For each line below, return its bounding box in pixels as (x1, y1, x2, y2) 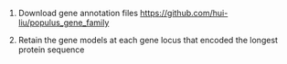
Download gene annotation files (17, 8, 139, 18)
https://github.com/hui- (140, 8, 229, 18)
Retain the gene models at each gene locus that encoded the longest (17, 35, 279, 45)
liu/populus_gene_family (17, 17, 110, 28)
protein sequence (17, 44, 85, 55)
